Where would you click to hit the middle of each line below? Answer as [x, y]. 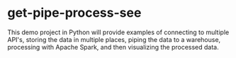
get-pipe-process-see [74, 13]
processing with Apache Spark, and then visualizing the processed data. [113, 47]
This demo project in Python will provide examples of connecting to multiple [118, 32]
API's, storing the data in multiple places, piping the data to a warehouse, [114, 39]
